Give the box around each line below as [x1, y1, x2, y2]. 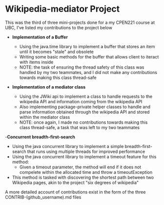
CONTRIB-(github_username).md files [5, 194, 82, 200]
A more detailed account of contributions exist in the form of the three [5, 189, 146, 195]
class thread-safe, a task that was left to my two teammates [19, 124, 140, 130]
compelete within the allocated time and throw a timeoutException [19, 169, 153, 175]
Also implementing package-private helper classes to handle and [19, 104, 150, 110]
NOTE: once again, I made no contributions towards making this [19, 119, 148, 125]
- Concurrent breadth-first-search [5, 134, 76, 140]
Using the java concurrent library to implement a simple [12, 143, 124, 149]
